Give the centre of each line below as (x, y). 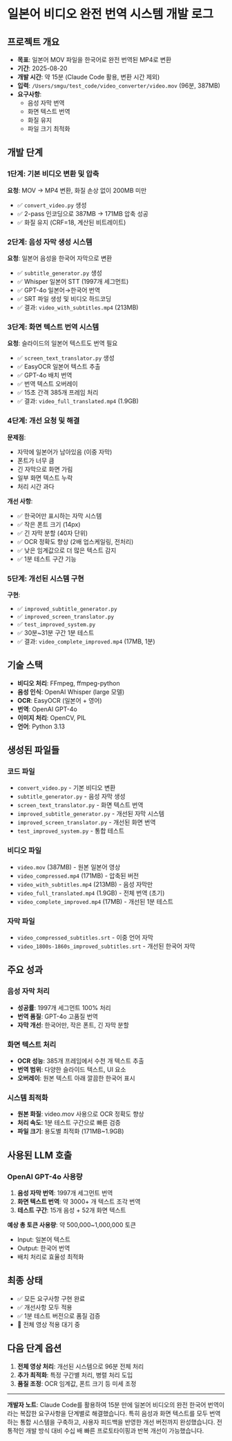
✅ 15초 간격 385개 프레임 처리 (58, 393)
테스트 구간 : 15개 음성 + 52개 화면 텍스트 (71, 1210)
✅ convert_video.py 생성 (52, 205)
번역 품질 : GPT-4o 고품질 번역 (58, 1016)
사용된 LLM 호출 (40, 1155)
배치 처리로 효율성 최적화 (50, 1257)
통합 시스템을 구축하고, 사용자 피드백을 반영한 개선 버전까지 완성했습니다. (117, 1422)
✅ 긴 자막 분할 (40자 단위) (52, 533)
